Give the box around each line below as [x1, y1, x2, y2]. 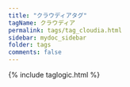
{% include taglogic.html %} [8, 70, 101, 79]
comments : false [8, 48, 62, 56]
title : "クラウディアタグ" [8, 11, 87, 20]
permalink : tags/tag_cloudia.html [8, 26, 123, 34]
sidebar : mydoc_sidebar [8, 33, 87, 42]
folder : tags [8, 41, 52, 49]
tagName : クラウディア [8, 19, 75, 27]
